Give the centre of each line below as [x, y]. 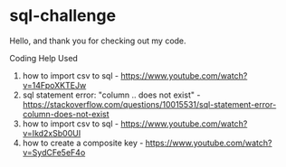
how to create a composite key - [83, 143]
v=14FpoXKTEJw [54, 85]
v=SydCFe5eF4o [54, 152]
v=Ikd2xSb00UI [52, 133]
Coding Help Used [44, 58]
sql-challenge [62, 16]
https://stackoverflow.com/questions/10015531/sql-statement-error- [149, 104]
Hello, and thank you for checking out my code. [98, 41]
